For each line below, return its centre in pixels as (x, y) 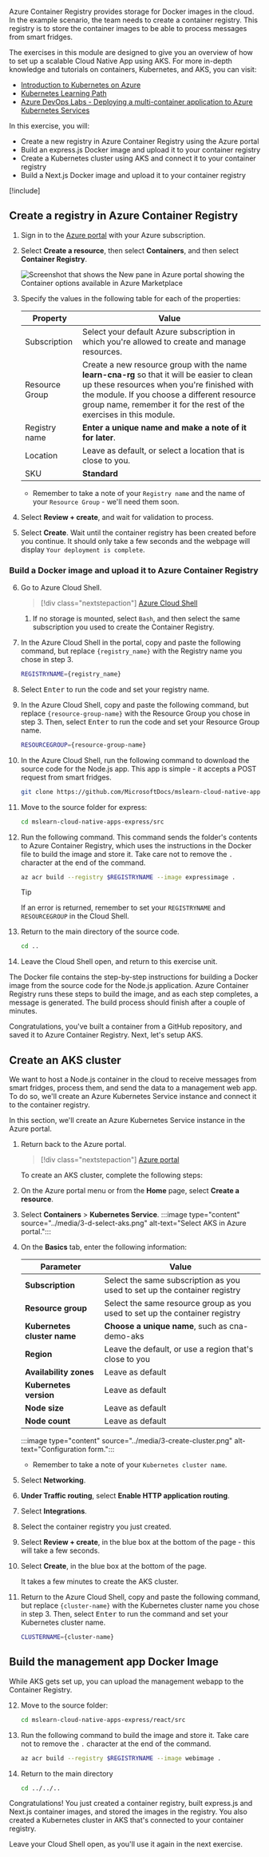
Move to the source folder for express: (84, 807)
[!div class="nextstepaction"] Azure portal (110, 1160)
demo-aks (124, 1336)
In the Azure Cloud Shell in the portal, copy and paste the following (131, 643)
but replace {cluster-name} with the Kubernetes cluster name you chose (140, 1605)
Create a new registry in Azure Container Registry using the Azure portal (140, 141)
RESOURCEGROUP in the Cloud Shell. (75, 916)
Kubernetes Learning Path (63, 93)
